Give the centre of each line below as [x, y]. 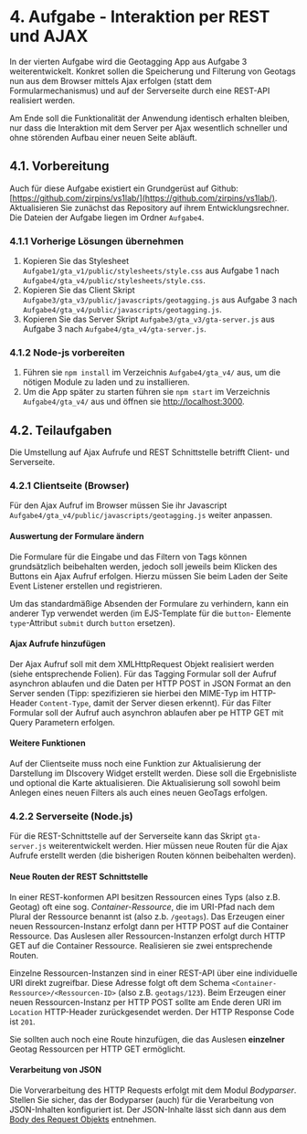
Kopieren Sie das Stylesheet [76, 261]
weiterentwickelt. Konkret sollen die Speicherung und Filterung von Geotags [153, 71]
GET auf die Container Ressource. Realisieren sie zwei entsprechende [141, 945]
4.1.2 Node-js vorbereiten [67, 352]
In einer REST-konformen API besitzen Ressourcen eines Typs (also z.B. [145, 896]
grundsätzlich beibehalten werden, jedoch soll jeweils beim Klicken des [143, 566]
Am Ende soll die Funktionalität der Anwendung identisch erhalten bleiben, [149, 118]
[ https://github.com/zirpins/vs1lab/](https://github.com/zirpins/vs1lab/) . [143, 197]
